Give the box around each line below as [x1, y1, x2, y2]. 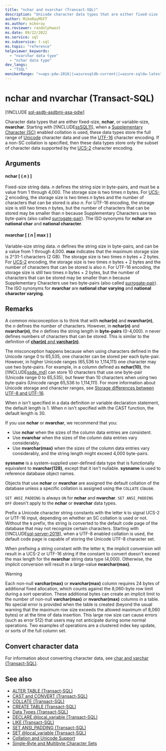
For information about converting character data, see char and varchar [5, 655, 149, 661]
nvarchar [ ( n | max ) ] [5, 232, 51, 238]
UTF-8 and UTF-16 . [5, 390, 45, 396]
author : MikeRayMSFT [5, 16, 48, 21]
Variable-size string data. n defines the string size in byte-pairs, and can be [5, 243, 159, 249]
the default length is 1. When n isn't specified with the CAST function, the [5, 405, 154, 411]
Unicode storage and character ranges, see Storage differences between [5, 385, 154, 391]
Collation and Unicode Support [12, 735, 76, 741]
